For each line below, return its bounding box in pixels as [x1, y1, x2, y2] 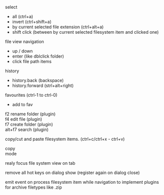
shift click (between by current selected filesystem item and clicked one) [12, 29, 159, 35]
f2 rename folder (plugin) [5, 111, 56, 117]
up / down [12, 48, 33, 54]
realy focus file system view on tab [5, 160, 75, 166]
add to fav [12, 102, 33, 107]
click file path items [12, 59, 52, 64]
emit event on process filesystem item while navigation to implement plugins [5, 179, 159, 185]
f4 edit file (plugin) [5, 116, 43, 122]
